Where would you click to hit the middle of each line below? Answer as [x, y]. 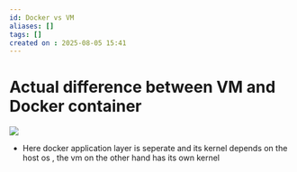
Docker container [76, 107]
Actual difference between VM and [143, 87]
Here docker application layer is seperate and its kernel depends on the [155, 149]
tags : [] [26, 34]
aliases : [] [31, 26]
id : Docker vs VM [42, 18]
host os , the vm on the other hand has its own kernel [121, 158]
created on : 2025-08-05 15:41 [68, 43]
